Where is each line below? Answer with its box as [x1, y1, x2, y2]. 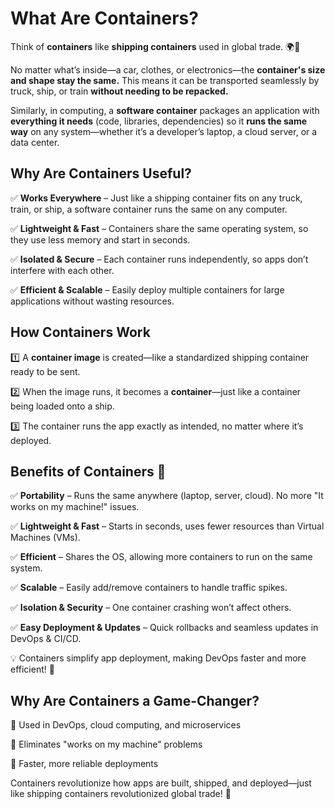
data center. [10, 136, 60, 148]
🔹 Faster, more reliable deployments [10, 758, 159, 770]
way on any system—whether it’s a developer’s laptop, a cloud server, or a [10, 125, 318, 137]
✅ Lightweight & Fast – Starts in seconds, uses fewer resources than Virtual [10, 520, 325, 532]
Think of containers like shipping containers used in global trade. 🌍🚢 [10, 40, 301, 52]
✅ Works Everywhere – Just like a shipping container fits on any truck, [10, 192, 303, 204]
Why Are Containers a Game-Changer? [10, 692, 260, 709]
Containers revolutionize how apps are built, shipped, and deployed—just [10, 777, 312, 789]
